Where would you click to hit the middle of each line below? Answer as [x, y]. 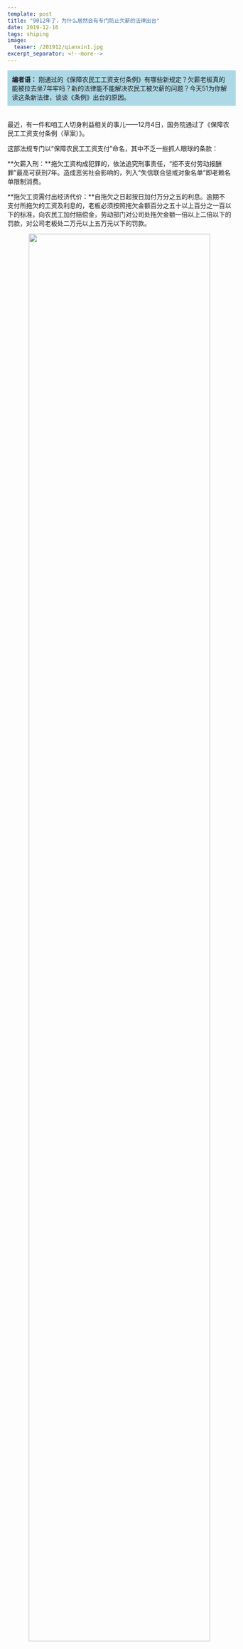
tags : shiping [28, 34]
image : [17, 41]
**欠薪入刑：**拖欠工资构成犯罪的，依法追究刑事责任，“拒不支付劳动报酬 [115, 163]
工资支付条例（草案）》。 [54, 133]
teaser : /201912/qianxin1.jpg [58, 47]
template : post [30, 14]
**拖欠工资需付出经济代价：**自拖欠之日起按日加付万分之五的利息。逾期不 [117, 196]
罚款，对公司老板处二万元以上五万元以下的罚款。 [79, 223]
